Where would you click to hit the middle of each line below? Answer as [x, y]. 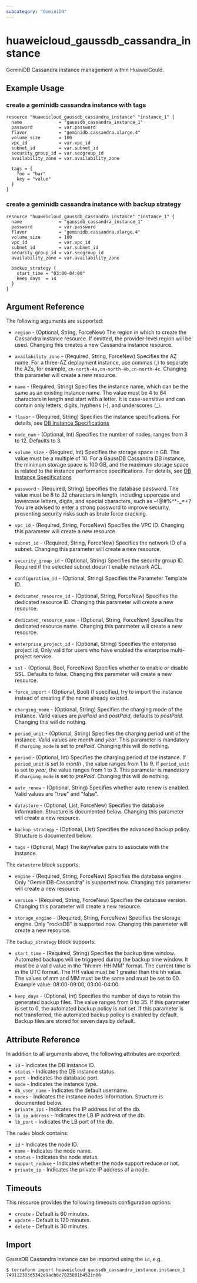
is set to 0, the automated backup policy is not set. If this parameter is [99, 1009]
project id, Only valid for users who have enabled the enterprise [92, 650]
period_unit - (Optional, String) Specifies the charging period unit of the [102, 734]
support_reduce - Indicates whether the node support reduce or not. [97, 1163]
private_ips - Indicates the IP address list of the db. [78, 1109]
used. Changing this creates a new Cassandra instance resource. [94, 345]
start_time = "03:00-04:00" [51, 273]
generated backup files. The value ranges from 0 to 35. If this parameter [102, 1002]
